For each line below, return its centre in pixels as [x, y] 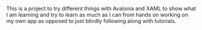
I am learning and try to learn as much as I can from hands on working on [97, 15]
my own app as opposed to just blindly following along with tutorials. [91, 21]
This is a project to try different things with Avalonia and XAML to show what [101, 9]
